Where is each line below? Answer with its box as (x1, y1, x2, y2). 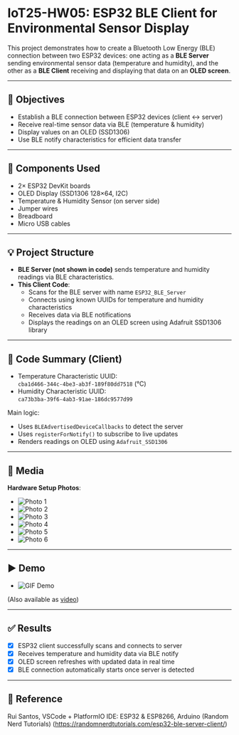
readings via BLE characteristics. (17, 273, 115, 282)
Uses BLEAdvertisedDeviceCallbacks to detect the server (17, 422, 184, 431)
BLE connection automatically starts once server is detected (17, 665, 194, 674)
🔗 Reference (7, 693, 63, 705)
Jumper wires (17, 204, 58, 213)
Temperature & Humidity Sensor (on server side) (17, 196, 160, 205)
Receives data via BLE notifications (28, 311, 132, 319)
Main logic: (7, 408, 40, 417)
